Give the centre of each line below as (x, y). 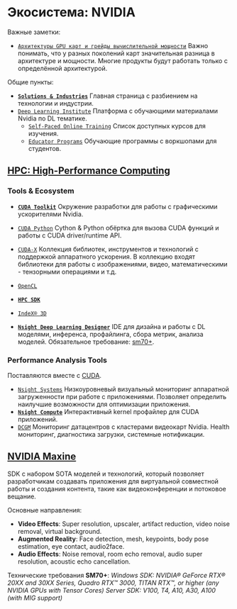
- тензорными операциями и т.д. (67, 272)
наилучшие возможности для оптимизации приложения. (104, 404)
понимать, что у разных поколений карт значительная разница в (116, 53)
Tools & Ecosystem (41, 191)
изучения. (43, 133)
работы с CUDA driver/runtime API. (70, 235)
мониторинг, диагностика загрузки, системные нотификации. (111, 434)
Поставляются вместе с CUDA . (54, 375)
